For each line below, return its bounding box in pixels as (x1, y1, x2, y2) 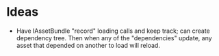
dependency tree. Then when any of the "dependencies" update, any (16, 33, 213, 42)
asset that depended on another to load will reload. (16, 41, 160, 49)
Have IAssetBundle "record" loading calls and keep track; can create (16, 27, 210, 35)
